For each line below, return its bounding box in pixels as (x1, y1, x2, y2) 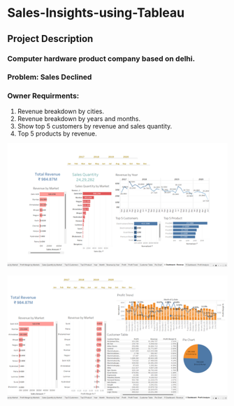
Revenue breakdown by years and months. (17, 114, 141, 123)
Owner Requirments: (7, 91, 80, 101)
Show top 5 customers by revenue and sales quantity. (17, 122, 173, 130)
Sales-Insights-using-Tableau (7, 5, 185, 21)
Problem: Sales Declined (7, 72, 92, 82)
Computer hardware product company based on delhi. (7, 54, 196, 64)
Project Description (7, 33, 94, 45)
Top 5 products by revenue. (17, 129, 98, 138)
